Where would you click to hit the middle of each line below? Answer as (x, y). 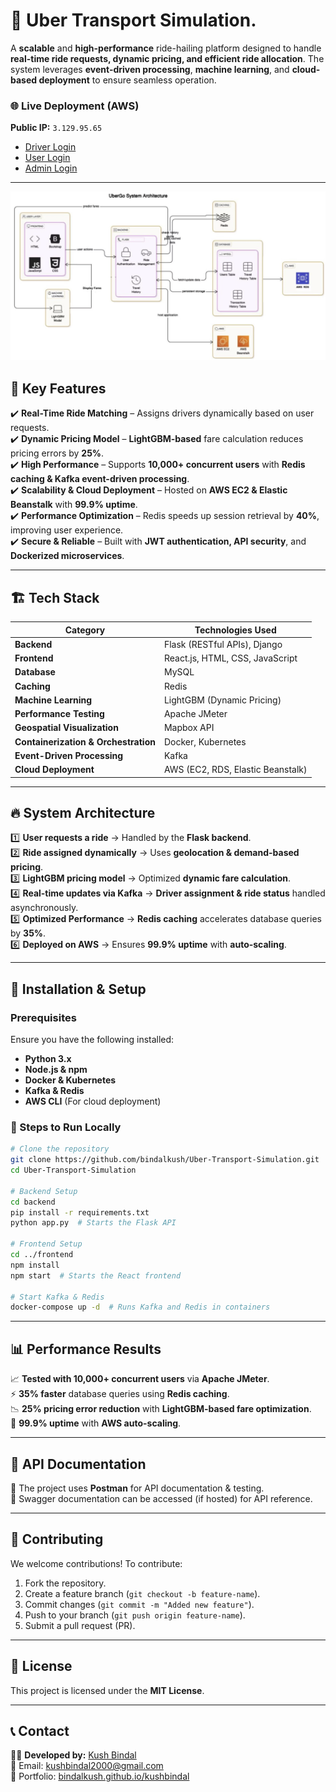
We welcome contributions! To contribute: (96, 1563)
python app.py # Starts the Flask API (93, 1223)
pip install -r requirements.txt (80, 1212)
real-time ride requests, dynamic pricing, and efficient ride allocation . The (167, 58)
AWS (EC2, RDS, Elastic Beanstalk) (235, 770)
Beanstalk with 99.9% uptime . (74, 505)
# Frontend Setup (46, 1244)
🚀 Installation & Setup (78, 989)
